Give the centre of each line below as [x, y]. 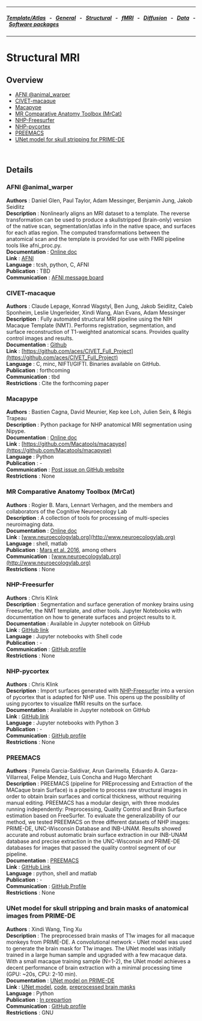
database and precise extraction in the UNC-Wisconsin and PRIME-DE [93, 841]
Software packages [34, 24]
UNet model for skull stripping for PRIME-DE [70, 139]
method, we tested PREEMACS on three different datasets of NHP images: [98, 822]
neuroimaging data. [30, 524]
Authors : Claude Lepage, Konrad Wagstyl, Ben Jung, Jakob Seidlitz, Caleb [100, 306]
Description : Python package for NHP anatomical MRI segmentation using [99, 425]
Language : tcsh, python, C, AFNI [47, 264]
